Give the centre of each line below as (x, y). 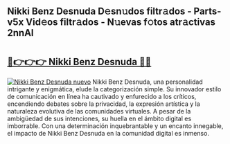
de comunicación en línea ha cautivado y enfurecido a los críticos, (102, 97)
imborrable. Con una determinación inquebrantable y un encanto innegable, (115, 126)
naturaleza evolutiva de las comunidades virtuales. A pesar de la (99, 111)
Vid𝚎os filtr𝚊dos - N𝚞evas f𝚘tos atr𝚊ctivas (121, 22)
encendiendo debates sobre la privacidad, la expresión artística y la (104, 104)
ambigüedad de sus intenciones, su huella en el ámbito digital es (99, 118)
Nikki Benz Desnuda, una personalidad (148, 82)
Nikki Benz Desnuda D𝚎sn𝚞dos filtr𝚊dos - (99, 11)
